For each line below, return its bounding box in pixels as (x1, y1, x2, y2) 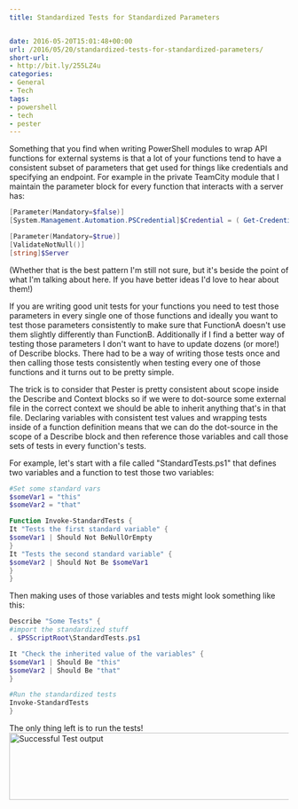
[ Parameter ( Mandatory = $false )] (9, 208, 125, 217)
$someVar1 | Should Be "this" (9, 657, 122, 666)
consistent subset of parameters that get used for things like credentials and (9, 162, 288, 173)
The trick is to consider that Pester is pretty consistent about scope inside (9, 383, 279, 395)
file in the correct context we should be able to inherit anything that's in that (9, 403, 286, 413)
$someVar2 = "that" (9, 500, 82, 510)
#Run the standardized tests (9, 690, 117, 699)
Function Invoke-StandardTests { (9, 516, 133, 526)
